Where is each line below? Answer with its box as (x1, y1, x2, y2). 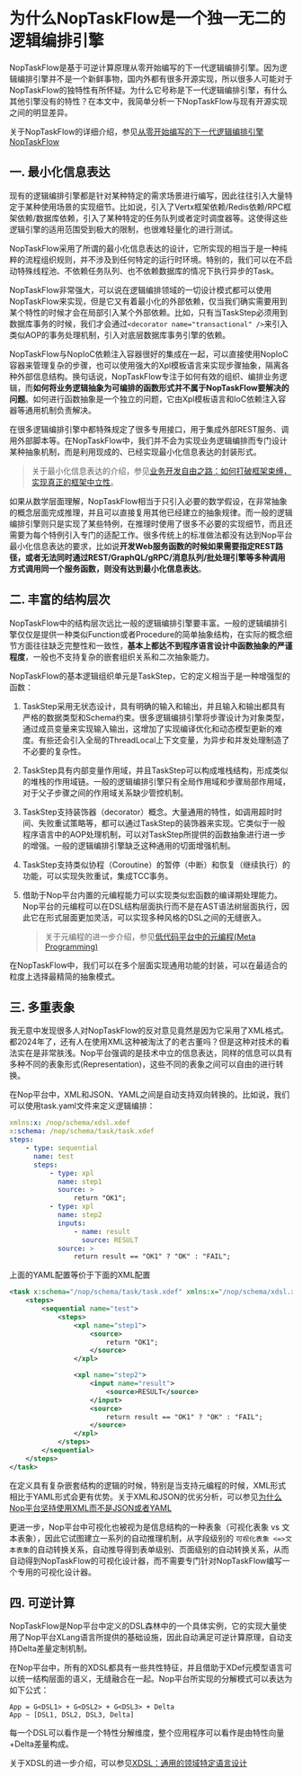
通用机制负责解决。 (24, 404, 96, 415)
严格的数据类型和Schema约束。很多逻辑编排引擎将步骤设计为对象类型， (22, 712, 289, 723)
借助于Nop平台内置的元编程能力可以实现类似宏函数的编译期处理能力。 (22, 889, 283, 900)
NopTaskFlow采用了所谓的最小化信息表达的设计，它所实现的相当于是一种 (9, 243, 280, 253)
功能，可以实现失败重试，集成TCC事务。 (22, 870, 173, 881)
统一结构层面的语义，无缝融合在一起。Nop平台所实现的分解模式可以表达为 (16, 1674, 293, 1684)
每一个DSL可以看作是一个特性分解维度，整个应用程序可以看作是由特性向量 (9, 1728, 285, 1738)
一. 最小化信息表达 (9, 164, 111, 180)
